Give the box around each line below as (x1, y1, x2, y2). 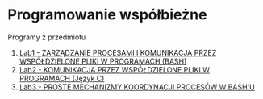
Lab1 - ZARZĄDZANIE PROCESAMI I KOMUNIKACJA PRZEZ (19, 47, 217, 57)
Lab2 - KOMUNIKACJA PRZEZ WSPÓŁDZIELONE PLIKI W (19, 64, 211, 74)
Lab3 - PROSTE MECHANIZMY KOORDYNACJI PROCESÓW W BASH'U (19, 82, 256, 92)
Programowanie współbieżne (7, 6, 207, 24)
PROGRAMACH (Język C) (19, 73, 105, 83)
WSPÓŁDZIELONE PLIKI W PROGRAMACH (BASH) (19, 56, 187, 66)
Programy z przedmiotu (7, 32, 86, 42)
